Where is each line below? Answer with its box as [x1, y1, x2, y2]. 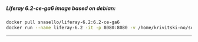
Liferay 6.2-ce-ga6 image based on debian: [6, 5, 116, 12]
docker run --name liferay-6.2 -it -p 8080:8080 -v [6, 24, 136, 30]
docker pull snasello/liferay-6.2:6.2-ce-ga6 [6, 19, 120, 25]
